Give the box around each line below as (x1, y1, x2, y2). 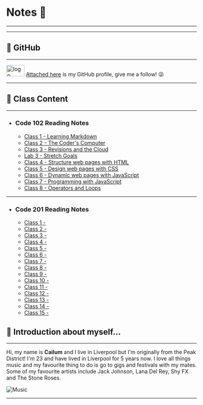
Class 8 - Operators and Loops (24, 184, 101, 192)
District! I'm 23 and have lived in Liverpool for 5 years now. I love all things (6, 355, 192, 362)
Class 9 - (24, 270, 47, 278)
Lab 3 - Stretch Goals (24, 152, 77, 159)
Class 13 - (24, 296, 50, 304)
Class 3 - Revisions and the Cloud (24, 146, 109, 153)
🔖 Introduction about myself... (6, 327, 121, 337)
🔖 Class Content (6, 94, 68, 104)
